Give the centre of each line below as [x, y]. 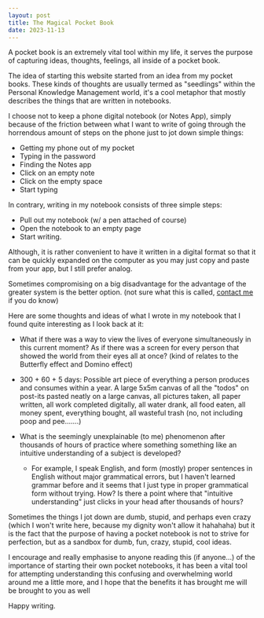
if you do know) [33, 301]
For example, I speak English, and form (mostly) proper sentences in [142, 469]
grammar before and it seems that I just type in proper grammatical [140, 485]
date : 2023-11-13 [37, 30]
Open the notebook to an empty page [80, 229]
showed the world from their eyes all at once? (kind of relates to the [129, 356]
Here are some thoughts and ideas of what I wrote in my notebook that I [125, 316]
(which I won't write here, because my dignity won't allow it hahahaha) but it [132, 525]
